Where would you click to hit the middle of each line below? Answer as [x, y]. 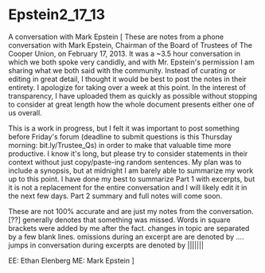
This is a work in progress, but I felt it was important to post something [124, 128]
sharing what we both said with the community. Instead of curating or [122, 70]
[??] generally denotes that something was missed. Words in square [119, 220]
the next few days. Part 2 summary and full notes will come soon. [115, 196]
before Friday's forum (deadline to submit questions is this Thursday [120, 136]
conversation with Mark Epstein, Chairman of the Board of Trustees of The [131, 45]
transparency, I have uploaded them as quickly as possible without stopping [133, 96]
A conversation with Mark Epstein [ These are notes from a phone [116, 37]
